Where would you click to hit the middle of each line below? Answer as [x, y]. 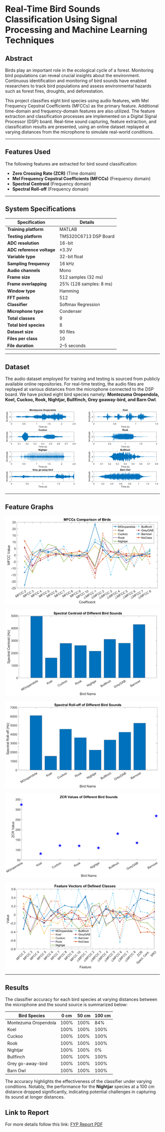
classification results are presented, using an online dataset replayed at [77, 127]
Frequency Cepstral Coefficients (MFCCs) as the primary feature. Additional [82, 106]
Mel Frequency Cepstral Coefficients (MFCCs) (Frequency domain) [81, 178]
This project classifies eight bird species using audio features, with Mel [77, 101]
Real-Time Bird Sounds [53, 9]
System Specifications [41, 209]
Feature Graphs [29, 507]
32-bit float [71, 257]
